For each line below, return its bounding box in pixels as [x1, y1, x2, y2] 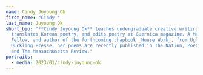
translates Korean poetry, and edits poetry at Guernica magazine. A [11, 31, 190, 37]
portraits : [5, 54, 33, 60]
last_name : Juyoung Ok [5, 20, 63, 26]
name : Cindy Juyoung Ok [5, 8, 66, 15]
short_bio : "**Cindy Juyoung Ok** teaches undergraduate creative [5, 25, 177, 32]
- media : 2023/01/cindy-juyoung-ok [11, 59, 101, 65]
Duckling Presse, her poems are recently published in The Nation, [11, 43, 185, 49]
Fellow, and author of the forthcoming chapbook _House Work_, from [11, 37, 188, 43]
